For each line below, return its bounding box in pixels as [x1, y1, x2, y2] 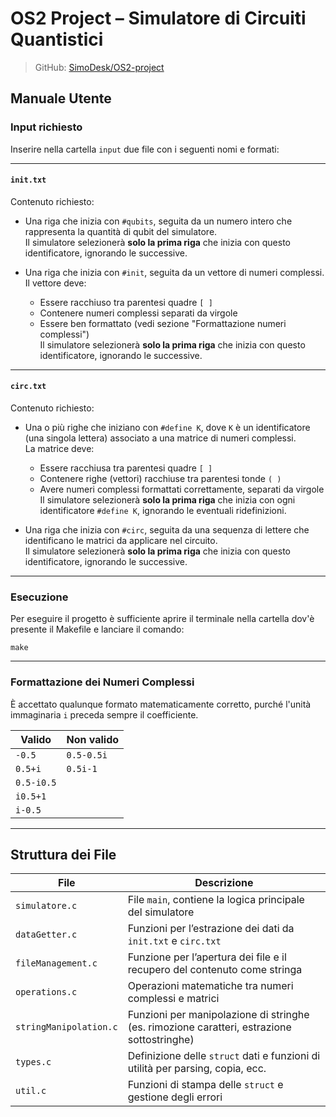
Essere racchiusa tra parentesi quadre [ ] [39, 462, 213, 474]
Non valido [66, 732, 120, 746]
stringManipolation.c [15, 1022, 118, 1033]
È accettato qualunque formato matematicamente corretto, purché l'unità [10, 698, 312, 710]
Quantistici [10, 28, 104, 51]
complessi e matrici [127, 992, 220, 1006]
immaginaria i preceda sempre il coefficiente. [10, 708, 199, 721]
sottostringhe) [127, 1033, 195, 1047]
